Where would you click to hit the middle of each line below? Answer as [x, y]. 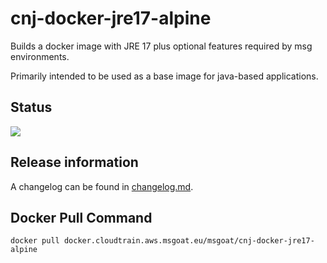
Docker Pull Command [81, 217]
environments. [40, 56]
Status [31, 107]
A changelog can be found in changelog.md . [102, 186]
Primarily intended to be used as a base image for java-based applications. [164, 76]
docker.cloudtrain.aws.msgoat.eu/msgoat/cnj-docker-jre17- [189, 241]
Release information [74, 162]
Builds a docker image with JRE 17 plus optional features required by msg [161, 46]
